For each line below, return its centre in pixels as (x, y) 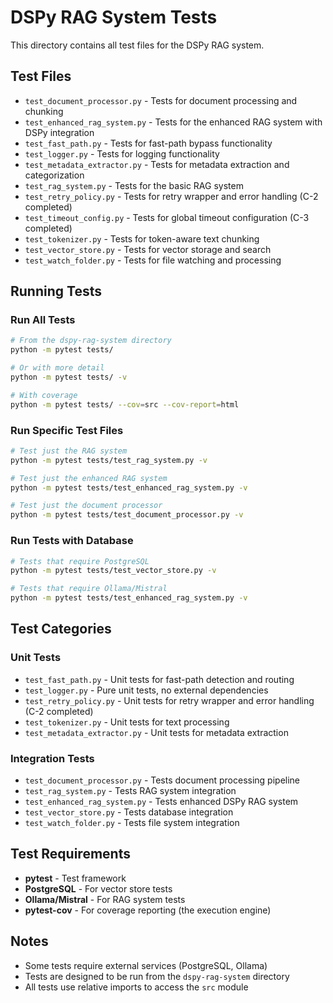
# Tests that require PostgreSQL (80, 561)
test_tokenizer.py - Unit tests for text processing (127, 722)
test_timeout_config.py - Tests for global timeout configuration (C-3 (167, 217)
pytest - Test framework (75, 878)
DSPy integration (59, 132)
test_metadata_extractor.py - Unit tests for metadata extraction (156, 732)
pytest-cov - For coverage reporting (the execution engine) (148, 910)
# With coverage (44, 395)
